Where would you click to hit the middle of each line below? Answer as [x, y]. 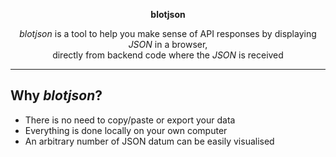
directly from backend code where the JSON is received [168, 55]
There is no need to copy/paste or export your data [130, 120]
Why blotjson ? [56, 95]
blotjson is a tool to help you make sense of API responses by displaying [168, 33]
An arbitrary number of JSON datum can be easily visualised [149, 141]
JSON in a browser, [168, 44]
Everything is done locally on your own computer [126, 130]
